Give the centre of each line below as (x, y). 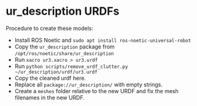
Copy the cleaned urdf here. (50, 78)
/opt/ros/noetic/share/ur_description (64, 53)
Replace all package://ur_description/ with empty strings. (89, 85)
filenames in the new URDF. (50, 97)
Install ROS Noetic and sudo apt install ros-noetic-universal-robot (103, 40)
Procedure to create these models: (49, 28)
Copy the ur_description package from (64, 47)
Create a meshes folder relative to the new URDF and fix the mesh (96, 91)
